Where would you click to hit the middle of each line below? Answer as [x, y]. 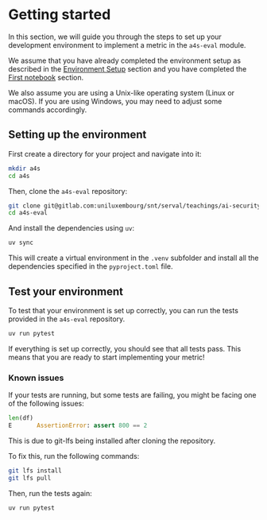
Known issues [36, 378]
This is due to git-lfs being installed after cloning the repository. [112, 440]
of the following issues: [46, 404]
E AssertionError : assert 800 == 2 [78, 425]
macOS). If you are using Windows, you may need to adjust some [115, 101]
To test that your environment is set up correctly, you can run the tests [123, 310]
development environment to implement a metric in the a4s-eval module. [127, 45]
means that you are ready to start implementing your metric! [106, 357]
